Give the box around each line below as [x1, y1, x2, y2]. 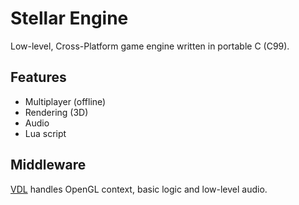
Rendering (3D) [24, 106, 89, 118]
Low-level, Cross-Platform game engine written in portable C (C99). [10, 40, 290, 52]
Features [10, 69, 67, 86]
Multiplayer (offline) [24, 95, 107, 107]
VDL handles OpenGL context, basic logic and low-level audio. [10, 183, 268, 195]
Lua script [24, 127, 67, 139]
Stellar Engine [10, 7, 129, 30]
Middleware [10, 157, 87, 174]
